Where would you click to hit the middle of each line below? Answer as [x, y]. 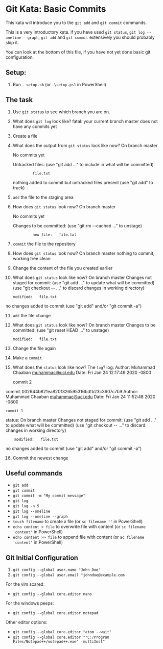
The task [19, 100]
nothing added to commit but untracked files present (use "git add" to [83, 182]
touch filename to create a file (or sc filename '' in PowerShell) [78, 522]
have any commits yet [35, 126]
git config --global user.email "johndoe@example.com [69, 575]
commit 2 [22, 382]
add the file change [32, 315]
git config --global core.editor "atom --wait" [62, 632]
